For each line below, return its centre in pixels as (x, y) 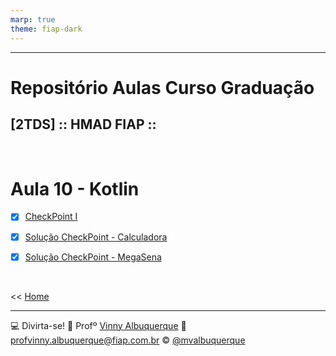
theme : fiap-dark (46, 29)
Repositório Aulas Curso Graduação (162, 87)
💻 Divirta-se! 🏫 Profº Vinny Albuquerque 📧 (98, 325)
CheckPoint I (51, 217)
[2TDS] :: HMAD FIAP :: (83, 124)
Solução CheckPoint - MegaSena (93, 257)
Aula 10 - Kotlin (75, 188)
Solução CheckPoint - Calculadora (96, 237)
